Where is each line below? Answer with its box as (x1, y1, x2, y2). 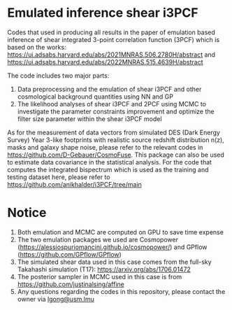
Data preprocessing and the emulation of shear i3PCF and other (17, 85, 202, 93)
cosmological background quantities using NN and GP (17, 92, 173, 101)
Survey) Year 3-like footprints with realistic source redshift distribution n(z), (7, 135, 225, 144)
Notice (7, 205, 47, 221)
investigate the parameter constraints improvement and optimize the (17, 107, 215, 115)
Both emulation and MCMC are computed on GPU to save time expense (17, 227, 224, 236)
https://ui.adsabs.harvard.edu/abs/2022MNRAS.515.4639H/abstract (7, 57, 203, 66)
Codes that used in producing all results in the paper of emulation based (7, 28, 215, 36)
